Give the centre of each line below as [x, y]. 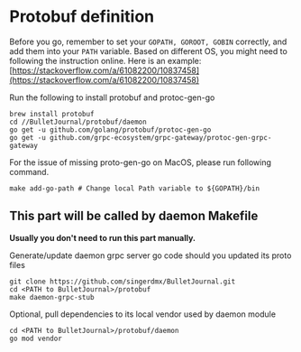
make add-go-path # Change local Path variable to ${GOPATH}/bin [134, 188]
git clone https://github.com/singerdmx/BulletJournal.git [123, 282]
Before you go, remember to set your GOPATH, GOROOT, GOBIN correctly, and [148, 42]
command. [29, 171]
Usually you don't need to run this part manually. [103, 237]
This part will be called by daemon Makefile [134, 216]
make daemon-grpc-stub [52, 297]
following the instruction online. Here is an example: [105, 60]
